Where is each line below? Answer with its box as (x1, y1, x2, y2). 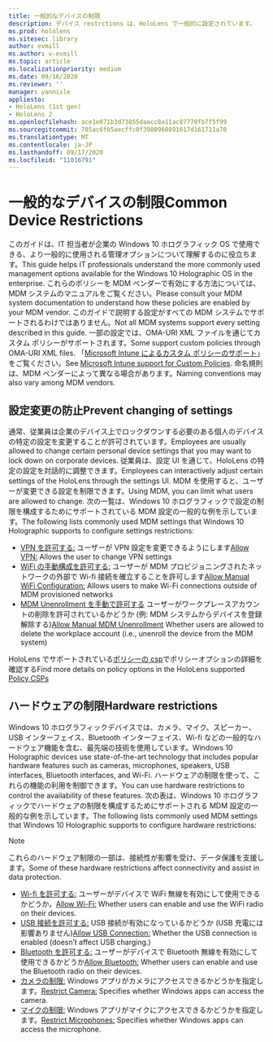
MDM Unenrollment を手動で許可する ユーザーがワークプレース (19, 600, 232, 609)
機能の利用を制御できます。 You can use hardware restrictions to (29, 780, 245, 790)
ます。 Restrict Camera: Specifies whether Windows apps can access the (19, 986, 264, 996)
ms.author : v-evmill (8, 50, 79, 58)
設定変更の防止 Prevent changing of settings (8, 403, 233, 417)
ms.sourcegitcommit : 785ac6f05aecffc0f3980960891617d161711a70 (8, 125, 227, 134)
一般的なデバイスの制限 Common (8, 193, 227, 212)
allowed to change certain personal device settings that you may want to (8, 446, 252, 455)
